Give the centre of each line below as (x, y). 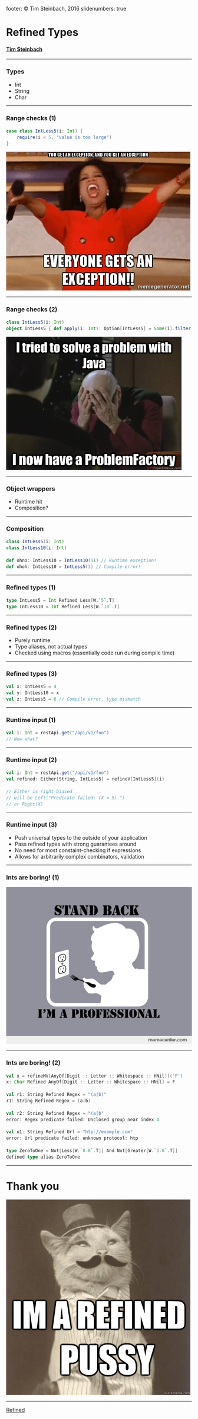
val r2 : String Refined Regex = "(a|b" (55, 1113)
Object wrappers (31, 489)
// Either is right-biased (39, 791)
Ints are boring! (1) (33, 877)
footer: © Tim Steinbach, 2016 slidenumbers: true (66, 9)
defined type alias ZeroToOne (43, 1157)
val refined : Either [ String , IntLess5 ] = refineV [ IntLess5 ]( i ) (85, 779)
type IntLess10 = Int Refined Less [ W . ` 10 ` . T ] (63, 607)
